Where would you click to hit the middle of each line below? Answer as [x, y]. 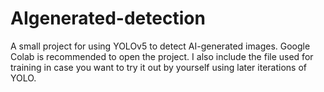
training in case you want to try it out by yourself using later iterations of [158, 67]
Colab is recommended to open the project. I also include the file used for [162, 56]
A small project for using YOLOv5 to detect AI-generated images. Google [160, 46]
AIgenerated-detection [108, 18]
